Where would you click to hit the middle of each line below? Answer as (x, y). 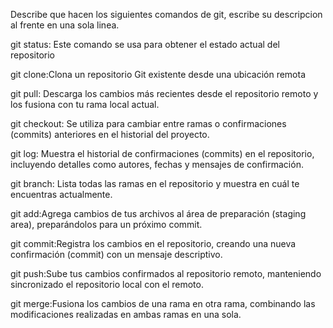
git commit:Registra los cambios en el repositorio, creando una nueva (153, 243)
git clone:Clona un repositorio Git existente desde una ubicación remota (158, 74)
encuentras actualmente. (61, 194)
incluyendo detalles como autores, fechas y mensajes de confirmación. (157, 164)
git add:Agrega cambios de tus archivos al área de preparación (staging (158, 213)
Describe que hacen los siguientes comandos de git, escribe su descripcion (166, 14)
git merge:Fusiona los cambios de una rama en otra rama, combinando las (163, 303)
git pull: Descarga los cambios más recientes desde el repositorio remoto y (164, 93)
